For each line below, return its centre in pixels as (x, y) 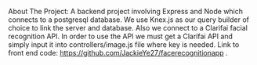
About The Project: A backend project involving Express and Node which (126, 11)
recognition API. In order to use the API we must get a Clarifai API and (121, 36)
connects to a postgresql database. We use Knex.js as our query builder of (128, 20)
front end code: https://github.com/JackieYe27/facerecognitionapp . (118, 53)
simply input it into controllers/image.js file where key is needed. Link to (124, 45)
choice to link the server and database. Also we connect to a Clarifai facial (128, 28)
